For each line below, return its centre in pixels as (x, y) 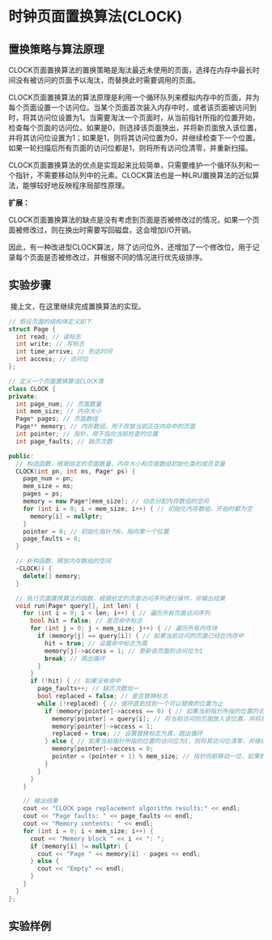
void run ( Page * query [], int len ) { (77, 606)
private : (23, 396)
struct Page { (32, 329)
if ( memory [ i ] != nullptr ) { (79, 846)
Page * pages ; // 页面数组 (57, 419)
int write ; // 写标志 (50, 344)
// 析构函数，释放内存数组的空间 (64, 561)
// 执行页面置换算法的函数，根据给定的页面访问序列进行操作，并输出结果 (121, 598)
